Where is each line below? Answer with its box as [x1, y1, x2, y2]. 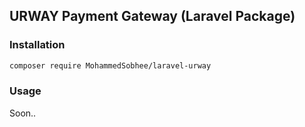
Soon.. [9, 107, 37, 119]
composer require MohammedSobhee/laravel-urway [9, 60, 212, 71]
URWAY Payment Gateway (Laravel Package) [9, 8, 296, 25]
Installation [9, 38, 66, 52]
